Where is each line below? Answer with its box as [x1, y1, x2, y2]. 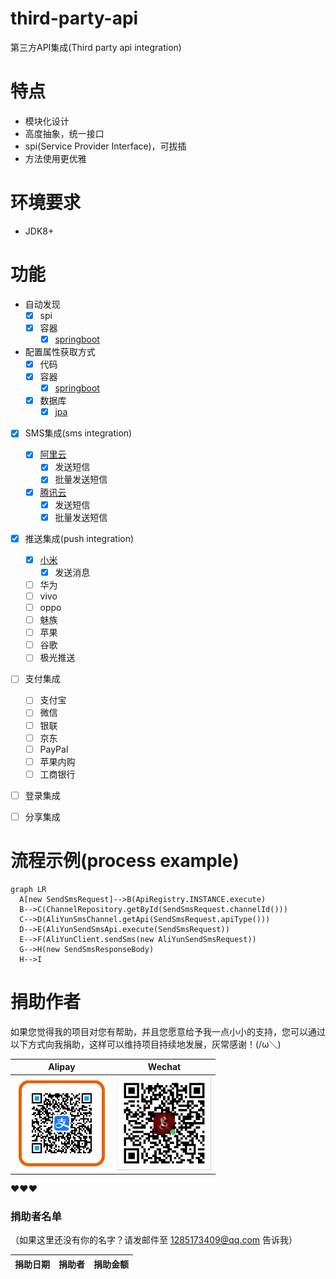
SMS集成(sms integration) [24, 427, 133, 439]
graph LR [10, 884, 47, 894]
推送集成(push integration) [24, 532, 135, 544]
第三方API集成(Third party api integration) [10, 41, 182, 53]
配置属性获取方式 [24, 345, 96, 357]
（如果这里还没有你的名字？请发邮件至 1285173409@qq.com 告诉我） [10, 1234, 298, 1246]
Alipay [48, 1061, 76, 1073]
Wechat [147, 1061, 182, 1073]
